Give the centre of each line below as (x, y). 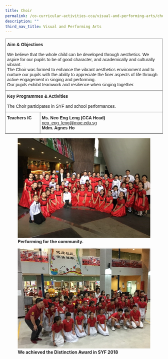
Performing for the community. (51, 242)
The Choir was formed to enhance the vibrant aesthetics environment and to (81, 70)
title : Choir (19, 11)
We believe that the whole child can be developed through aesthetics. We (78, 55)
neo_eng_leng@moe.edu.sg (69, 123)
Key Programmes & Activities (38, 96)
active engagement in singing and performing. (51, 80)
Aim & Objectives (25, 45)
